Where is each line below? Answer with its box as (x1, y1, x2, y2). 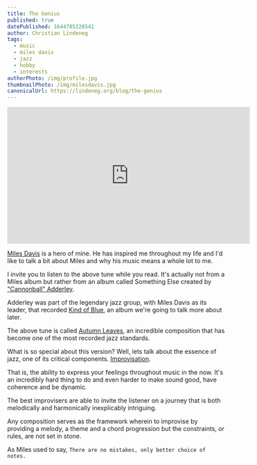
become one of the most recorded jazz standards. (7, 334, 150, 342)
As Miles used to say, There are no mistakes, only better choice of (7, 446, 206, 454)
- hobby (13, 62, 36, 69)
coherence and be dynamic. (7, 383, 88, 391)
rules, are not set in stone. (7, 432, 82, 441)
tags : (7, 36, 23, 43)
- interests (13, 68, 48, 75)
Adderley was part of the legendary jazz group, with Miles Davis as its (7, 298, 207, 307)
